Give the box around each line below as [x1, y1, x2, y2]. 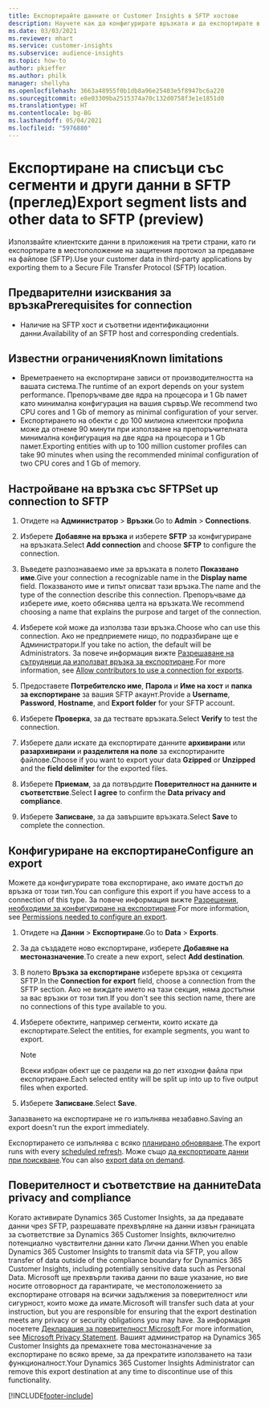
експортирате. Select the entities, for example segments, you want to [19, 1025, 251, 1035]
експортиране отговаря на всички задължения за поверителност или [8, 1290, 248, 1299]
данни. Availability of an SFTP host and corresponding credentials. [19, 328, 239, 338]
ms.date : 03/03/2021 [8, 27, 78, 35]
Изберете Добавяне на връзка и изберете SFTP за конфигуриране [19, 532, 252, 541]
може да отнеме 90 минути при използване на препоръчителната [19, 424, 248, 434]
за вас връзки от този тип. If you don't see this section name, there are [19, 992, 256, 1003]
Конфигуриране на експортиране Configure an [8, 843, 255, 858]
